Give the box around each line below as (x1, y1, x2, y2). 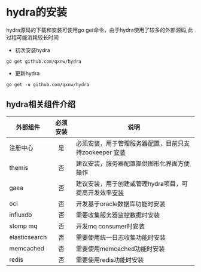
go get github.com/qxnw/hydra (6, 58, 82, 65)
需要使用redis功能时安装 (75, 255, 144, 264)
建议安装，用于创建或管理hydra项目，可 (75, 179, 188, 188)
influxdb (9, 210, 32, 219)
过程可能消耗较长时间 (6, 33, 59, 41)
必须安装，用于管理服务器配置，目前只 (75, 139, 184, 147)
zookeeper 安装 (81, 148, 126, 156)
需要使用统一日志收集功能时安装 (75, 233, 166, 242)
